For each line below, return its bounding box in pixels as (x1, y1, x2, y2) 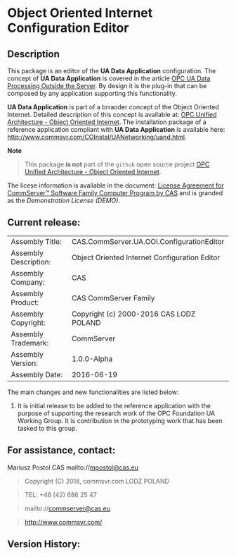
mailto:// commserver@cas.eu (24, 504, 111, 513)
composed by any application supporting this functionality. (7, 90, 178, 97)
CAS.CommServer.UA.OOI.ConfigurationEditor (71, 236, 225, 246)
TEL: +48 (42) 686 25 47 (24, 490, 97, 498)
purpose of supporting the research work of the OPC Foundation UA (17, 409, 216, 417)
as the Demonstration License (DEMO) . (7, 196, 121, 204)
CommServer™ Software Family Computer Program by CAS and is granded (7, 189, 223, 197)
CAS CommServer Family (71, 293, 156, 302)
